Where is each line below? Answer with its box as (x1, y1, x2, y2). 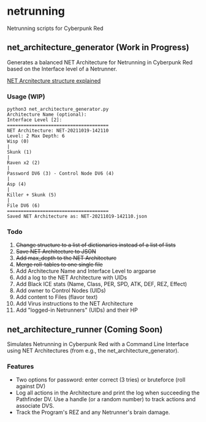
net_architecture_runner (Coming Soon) (7, 324, 163, 334)
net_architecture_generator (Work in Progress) (7, 42, 189, 53)
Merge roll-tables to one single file (15, 261, 103, 268)
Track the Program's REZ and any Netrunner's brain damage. (15, 409, 170, 416)
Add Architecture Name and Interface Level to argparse (15, 268, 156, 275)
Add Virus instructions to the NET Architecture (15, 300, 134, 307)
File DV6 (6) (7, 203, 40, 209)
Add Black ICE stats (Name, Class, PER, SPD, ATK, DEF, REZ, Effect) (15, 281, 188, 288)
